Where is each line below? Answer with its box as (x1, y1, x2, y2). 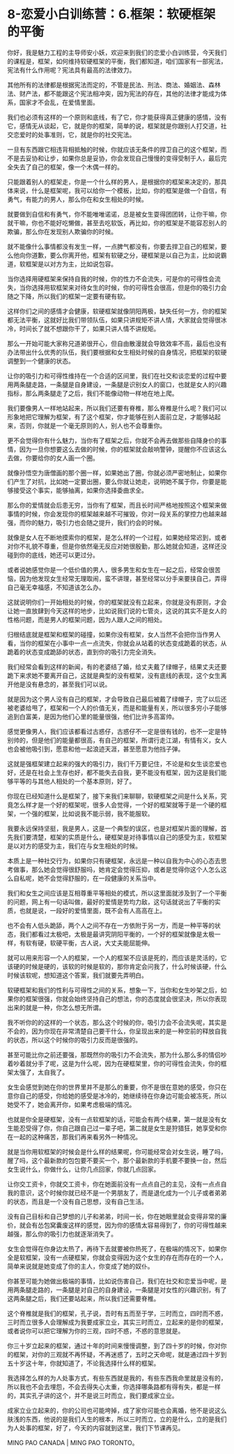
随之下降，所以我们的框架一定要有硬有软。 (7, 291, 130, 301)
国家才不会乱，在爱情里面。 (19, 98, 99, 106)
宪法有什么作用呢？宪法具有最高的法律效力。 (7, 66, 136, 74)
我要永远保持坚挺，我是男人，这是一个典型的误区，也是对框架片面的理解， (7, 824, 221, 833)
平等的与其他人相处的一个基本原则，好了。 (13, 777, 136, 785)
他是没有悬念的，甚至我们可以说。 (13, 679, 111, 689)
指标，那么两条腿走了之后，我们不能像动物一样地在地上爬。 (7, 389, 178, 397)
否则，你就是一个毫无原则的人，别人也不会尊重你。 (19, 421, 166, 430)
